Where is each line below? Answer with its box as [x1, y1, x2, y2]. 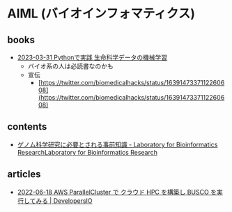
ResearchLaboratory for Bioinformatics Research [17, 148, 158, 156]
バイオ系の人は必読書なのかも [27, 62, 114, 70]
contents [7, 121, 47, 132]
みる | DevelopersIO [36, 196, 93, 205]
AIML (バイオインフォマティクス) [7, 6, 196, 22]
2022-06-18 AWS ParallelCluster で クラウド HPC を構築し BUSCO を [17, 188, 217, 196]
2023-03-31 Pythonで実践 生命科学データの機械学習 [17, 53, 168, 61]
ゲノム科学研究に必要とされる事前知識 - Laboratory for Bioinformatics [17, 140, 218, 149]
